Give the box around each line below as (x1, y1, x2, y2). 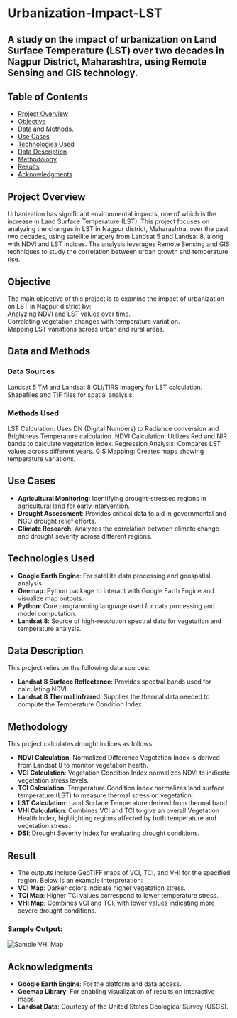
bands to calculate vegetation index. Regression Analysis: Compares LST (7, 440, 221, 447)
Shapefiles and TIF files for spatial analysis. (7, 390, 135, 399)
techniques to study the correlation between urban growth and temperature (7, 248, 228, 256)
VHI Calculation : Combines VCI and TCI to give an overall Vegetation (17, 806, 220, 815)
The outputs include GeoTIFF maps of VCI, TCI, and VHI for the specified (17, 869, 231, 877)
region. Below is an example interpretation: (17, 876, 143, 885)
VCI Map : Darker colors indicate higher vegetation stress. (17, 884, 186, 892)
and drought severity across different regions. (17, 531, 153, 540)
